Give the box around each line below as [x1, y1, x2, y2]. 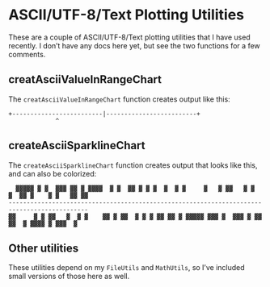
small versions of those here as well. [8, 272, 130, 281]
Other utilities [8, 241, 79, 255]
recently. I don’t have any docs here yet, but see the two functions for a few [8, 40, 260, 50]
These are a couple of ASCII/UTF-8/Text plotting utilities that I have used [8, 32, 251, 42]
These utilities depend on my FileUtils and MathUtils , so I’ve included [8, 263, 245, 272]
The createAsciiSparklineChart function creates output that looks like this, [8, 160, 258, 170]
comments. [8, 49, 46, 59]
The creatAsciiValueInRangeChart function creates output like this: [8, 94, 230, 104]
